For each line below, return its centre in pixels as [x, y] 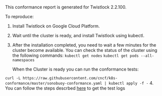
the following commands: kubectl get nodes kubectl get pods [75, 55]
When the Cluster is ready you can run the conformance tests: [75, 69]
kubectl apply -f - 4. [131, 83]
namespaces [23, 60]
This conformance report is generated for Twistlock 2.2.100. [66, 7]
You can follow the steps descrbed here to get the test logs [65, 88]
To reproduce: [19, 16]
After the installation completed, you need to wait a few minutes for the [84, 45]
